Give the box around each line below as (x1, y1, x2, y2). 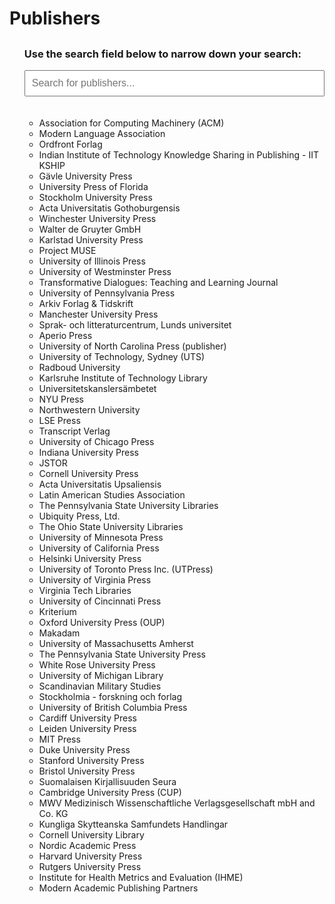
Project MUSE (38, 244, 97, 256)
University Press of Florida (38, 180, 149, 192)
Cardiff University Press (38, 712, 137, 724)
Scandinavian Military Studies (38, 680, 162, 692)
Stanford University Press (38, 754, 145, 766)
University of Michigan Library (38, 669, 164, 681)
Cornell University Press (38, 467, 139, 479)
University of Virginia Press (38, 573, 152, 586)
